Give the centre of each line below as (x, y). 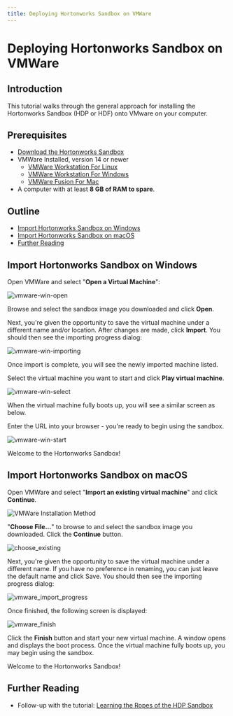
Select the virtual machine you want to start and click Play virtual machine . (116, 378)
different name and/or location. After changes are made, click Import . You (114, 330)
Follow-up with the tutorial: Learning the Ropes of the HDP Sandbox (115, 705)
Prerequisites (37, 135)
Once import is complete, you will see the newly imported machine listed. (113, 365)
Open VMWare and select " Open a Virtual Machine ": (84, 282)
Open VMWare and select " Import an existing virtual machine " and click (113, 492)
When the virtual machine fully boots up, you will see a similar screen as (111, 405)
